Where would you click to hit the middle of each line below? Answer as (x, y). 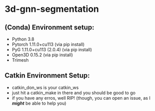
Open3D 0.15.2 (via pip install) (42, 55)
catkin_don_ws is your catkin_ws (45, 87)
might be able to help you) (39, 103)
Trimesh (20, 60)
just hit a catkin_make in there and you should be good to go (74, 93)
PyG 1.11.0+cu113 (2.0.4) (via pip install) (52, 50)
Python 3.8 (23, 39)
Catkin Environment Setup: (47, 76)
